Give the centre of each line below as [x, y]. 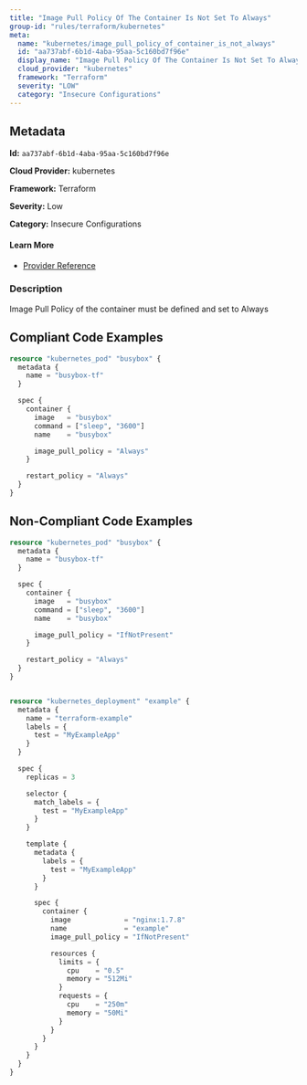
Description [36, 289]
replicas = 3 [51, 777]
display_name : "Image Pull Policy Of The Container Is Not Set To [147, 60]
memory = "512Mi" [100, 979]
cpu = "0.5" [96, 970]
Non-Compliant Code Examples [101, 521]
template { [47, 844]
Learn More [32, 245]
